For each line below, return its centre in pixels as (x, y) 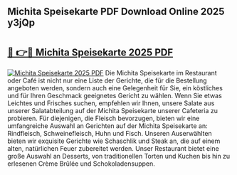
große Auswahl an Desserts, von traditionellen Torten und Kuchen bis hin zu (119, 156)
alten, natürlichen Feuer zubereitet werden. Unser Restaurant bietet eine (113, 148)
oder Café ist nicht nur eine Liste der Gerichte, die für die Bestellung (107, 80)
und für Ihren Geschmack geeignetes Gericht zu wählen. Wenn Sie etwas (115, 96)
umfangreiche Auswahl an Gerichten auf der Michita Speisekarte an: (107, 126)
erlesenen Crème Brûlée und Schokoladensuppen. (81, 164)
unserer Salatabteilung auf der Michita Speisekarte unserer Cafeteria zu (113, 111)
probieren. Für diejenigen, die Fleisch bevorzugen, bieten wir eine (104, 118)
